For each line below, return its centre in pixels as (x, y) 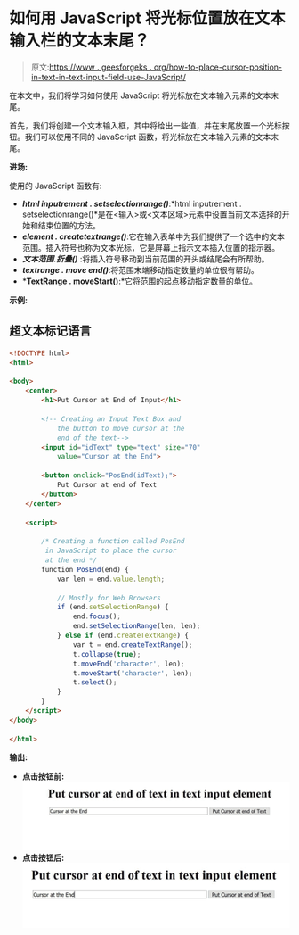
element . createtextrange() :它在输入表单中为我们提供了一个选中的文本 (153, 236)
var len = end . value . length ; (111, 579)
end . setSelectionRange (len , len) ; (137, 626)
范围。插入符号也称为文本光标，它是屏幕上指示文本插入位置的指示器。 (151, 247)
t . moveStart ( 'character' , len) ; (133, 673)
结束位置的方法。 (69, 225)
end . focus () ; (97, 616)
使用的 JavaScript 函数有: (56, 186)
